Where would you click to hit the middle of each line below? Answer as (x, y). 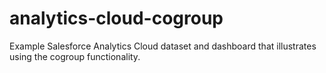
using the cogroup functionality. (75, 56)
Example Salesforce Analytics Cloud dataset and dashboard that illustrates (163, 46)
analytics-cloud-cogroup (116, 18)
